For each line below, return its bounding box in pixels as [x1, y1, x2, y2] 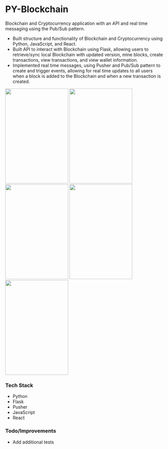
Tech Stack [5, 382, 34, 389]
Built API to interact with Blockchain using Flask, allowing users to [12, 46, 149, 52]
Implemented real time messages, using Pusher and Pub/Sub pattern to [12, 62, 161, 68]
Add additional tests [12, 439, 54, 445]
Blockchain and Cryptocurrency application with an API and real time [5, 20, 148, 26]
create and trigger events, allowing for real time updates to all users [12, 67, 153, 74]
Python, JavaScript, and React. [12, 40, 77, 47]
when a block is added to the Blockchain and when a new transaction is [12, 73, 161, 79]
